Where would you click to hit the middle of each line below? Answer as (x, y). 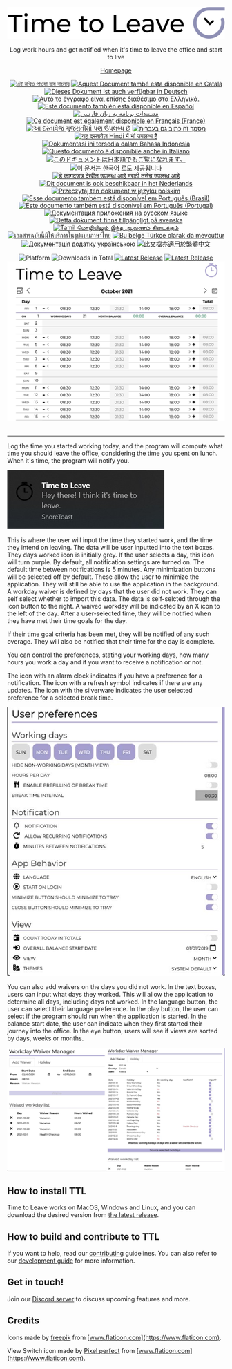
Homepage (116, 70)
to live (116, 57)
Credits (23, 1321)
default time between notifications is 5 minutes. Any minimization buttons (112, 570)
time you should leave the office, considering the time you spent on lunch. (113, 453)
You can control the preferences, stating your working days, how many (108, 655)
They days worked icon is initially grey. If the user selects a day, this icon (111, 555)
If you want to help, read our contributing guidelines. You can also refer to (112, 1254)
